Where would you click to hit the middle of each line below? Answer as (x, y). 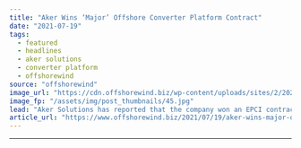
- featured (38, 43)
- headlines (40, 51)
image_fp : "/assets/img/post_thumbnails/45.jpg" (102, 101)
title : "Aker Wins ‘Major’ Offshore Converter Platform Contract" (136, 17)
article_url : (34, 118)
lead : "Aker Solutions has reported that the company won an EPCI (136, 109)
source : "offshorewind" (54, 84)
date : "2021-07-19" (46, 26)
